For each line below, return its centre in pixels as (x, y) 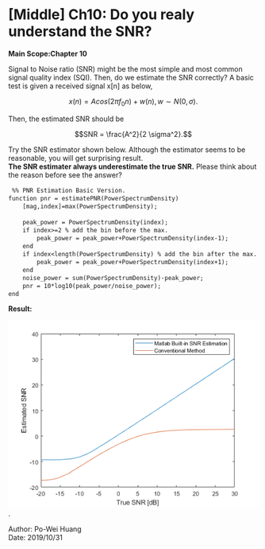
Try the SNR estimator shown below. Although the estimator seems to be (127, 150)
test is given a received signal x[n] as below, (81, 86)
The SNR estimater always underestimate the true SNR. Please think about (132, 166)
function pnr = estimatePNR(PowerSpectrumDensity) (94, 198)
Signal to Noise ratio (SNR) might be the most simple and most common (126, 68)
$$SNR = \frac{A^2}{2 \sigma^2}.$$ (133, 134)
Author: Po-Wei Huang (45, 529)
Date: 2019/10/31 (36, 537)
